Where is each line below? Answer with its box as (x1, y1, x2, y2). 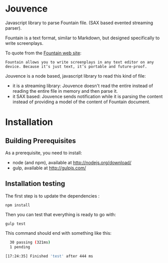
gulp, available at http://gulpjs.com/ (12, 165, 87, 171)
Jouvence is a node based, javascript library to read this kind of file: (5, 73, 146, 79)
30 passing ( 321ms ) (10, 240, 51, 245)
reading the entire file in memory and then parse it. (12, 88, 118, 94)
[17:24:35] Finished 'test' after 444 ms (5, 253, 94, 258)
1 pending (10, 244, 30, 249)
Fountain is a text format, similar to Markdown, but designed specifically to (5, 35, 160, 41)
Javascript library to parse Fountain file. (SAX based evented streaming (5, 20, 153, 26)
